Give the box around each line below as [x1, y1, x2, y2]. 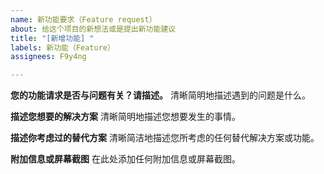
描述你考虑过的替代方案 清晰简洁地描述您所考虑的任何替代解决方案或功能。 [10, 132, 320, 144]
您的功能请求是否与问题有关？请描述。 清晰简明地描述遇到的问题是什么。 [10, 89, 311, 101]
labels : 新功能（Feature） [10, 42, 115, 53]
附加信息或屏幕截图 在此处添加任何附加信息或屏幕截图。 [10, 153, 241, 165]
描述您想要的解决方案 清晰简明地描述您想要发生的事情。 [10, 111, 241, 123]
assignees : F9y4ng [10, 52, 87, 62]
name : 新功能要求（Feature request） [10, 14, 157, 25]
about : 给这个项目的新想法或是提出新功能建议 [10, 24, 177, 34]
